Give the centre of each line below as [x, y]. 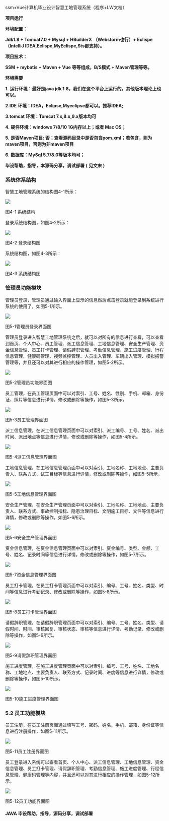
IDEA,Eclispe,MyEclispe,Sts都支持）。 [65, 46]
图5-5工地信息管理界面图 [31, 494]
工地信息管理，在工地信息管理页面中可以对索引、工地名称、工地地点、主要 [82, 467]
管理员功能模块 [23, 288]
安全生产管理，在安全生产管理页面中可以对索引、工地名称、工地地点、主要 [82, 504]
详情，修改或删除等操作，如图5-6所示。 [47, 517]
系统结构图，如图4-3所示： [33, 254]
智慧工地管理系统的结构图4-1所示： [42, 192]
